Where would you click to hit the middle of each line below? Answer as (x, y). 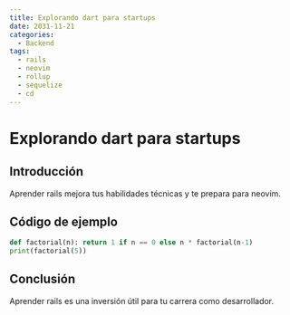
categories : (32, 34)
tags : (19, 52)
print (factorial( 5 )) (48, 251)
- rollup (34, 77)
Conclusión (43, 279)
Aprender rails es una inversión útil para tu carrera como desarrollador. (142, 301)
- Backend (36, 43)
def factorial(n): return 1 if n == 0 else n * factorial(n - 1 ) (131, 243)
